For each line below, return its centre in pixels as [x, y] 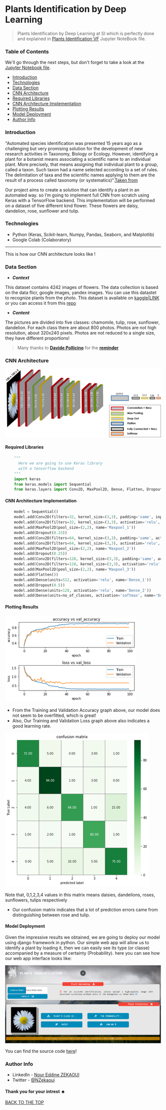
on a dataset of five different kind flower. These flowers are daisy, [72, 206]
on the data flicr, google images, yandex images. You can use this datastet [81, 293]
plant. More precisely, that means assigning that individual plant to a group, [82, 164]
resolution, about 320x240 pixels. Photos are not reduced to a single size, [80, 333]
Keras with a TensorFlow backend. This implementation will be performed [80, 200]
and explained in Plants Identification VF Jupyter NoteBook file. [82, 39]
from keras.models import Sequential [53, 484]
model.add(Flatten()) [36, 574]
